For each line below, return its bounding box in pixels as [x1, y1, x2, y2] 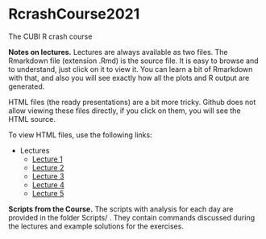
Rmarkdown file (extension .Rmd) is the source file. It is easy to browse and [8, 56, 260, 65]
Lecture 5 [31, 188, 64, 198]
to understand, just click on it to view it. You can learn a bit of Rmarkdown [8, 64, 253, 73]
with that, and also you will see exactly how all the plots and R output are [8, 73, 250, 82]
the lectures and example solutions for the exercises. [8, 221, 184, 231]
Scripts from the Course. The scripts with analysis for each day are [8, 203, 234, 214]
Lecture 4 [31, 179, 64, 190]
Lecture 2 [31, 162, 64, 172]
